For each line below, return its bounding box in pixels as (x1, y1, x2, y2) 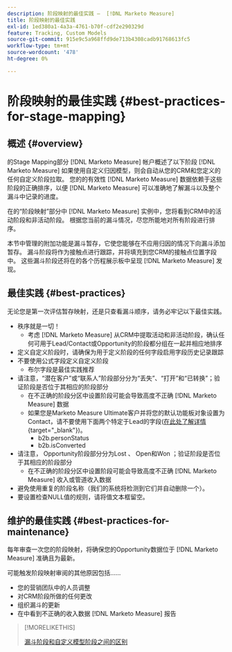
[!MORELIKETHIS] (24, 624, 75, 632)
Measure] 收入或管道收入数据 (27, 475, 112, 483)
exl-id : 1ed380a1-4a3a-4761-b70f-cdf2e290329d (7, 23, 144, 30)
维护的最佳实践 (7, 515, 71, 526)
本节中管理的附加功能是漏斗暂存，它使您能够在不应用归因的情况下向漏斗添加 (7, 239, 226, 247)
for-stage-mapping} (7, 108, 126, 124)
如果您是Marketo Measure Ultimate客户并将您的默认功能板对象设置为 (27, 409, 225, 417)
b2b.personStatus (37, 434, 89, 442)
